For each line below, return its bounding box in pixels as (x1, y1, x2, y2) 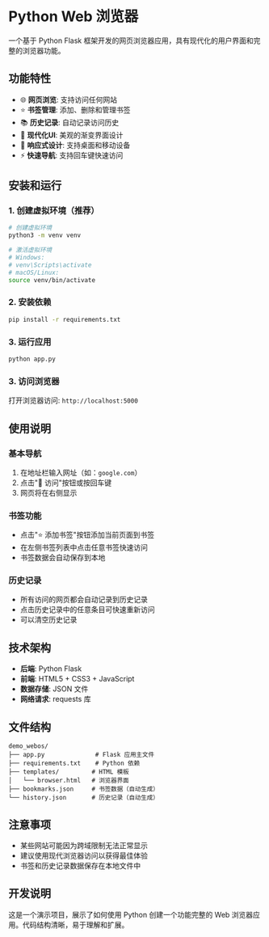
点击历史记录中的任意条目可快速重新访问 (19, 605, 155, 614)
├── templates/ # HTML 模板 (8, 768, 129, 776)
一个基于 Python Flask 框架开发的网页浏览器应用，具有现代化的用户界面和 (8, 36, 254, 45)
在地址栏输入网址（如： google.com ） (19, 467, 142, 477)
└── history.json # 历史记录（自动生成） (8, 794, 159, 802)
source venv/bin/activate (8, 276, 95, 284)
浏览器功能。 (22, 45, 65, 55)
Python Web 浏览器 (8, 7, 139, 26)
